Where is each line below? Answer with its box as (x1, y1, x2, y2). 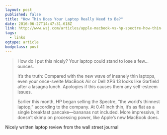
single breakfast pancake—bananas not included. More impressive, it (17, 109, 159, 115)
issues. (17, 89, 32, 95)
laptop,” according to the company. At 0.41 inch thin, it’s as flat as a (17, 104, 155, 110)
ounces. (17, 63, 34, 69)
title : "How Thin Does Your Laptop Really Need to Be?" (5, 16, 123, 21)
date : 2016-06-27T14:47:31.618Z (5, 21, 72, 26)
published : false (5, 12, 41, 17)
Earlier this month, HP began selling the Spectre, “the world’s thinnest (17, 98, 160, 105)
